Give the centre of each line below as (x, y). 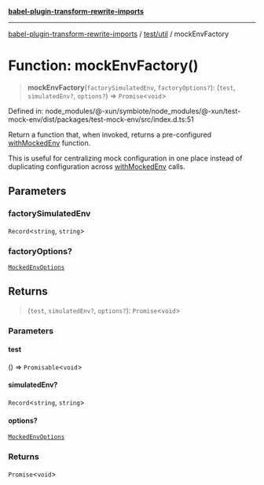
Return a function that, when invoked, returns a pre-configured (110, 134)
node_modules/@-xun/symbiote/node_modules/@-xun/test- (143, 111)
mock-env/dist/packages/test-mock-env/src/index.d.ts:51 (101, 119)
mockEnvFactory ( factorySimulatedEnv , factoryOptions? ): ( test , (131, 87)
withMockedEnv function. (49, 143)
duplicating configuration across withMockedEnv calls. (97, 166)
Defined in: (26, 111)
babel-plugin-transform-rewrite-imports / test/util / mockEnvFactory (119, 34)
